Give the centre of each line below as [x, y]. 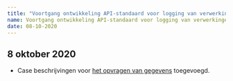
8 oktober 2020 [42, 54]
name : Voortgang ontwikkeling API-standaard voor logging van [99, 20]
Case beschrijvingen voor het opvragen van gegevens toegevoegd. [113, 71]
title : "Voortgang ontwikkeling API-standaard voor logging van [102, 13]
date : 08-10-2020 [32, 26]
